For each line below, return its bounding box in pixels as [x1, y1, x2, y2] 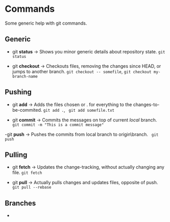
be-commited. [12, 107, 42, 113]
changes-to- [133, 101, 160, 108]
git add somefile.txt [68, 108, 115, 113]
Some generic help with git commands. [5, 20, 87, 26]
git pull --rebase [12, 185, 52, 190]
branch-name [12, 74, 38, 79]
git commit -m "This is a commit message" [12, 122, 104, 127]
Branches [5, 198, 36, 208]
